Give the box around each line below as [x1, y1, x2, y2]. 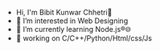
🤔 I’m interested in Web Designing [15, 16, 129, 25]
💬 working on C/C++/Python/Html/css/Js [15, 33, 153, 43]
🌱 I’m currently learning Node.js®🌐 [15, 25, 131, 33]
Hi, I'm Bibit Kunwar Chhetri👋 [15, 8, 113, 17]
